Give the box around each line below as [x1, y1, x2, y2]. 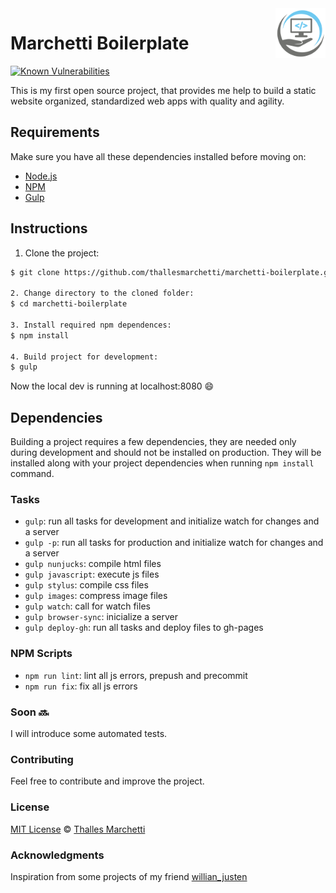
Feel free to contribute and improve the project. [10, 775, 205, 787]
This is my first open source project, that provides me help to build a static [10, 84, 317, 96]
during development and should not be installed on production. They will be [10, 447, 322, 459]
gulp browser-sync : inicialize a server [24, 611, 179, 623]
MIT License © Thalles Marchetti [10, 823, 146, 835]
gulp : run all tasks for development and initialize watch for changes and [24, 515, 320, 527]
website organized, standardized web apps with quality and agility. [10, 95, 285, 107]
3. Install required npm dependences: [10, 320, 172, 330]
